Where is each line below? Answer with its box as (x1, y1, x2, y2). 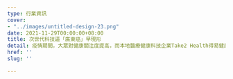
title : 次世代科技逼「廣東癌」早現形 (7, 36, 102, 43)
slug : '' (7, 55, 33, 62)
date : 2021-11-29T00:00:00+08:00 (7, 29, 104, 37)
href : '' (7, 49, 33, 56)
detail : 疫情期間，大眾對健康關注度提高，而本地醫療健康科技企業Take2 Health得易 (7, 42, 220, 49)
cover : (7, 17, 26, 24)
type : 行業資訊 (7, 10, 47, 17)
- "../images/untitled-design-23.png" (7, 23, 119, 30)
